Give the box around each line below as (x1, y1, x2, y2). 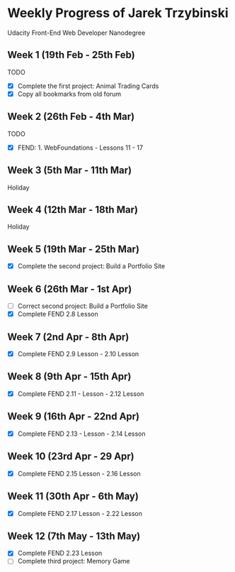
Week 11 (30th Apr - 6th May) (7, 490, 139, 502)
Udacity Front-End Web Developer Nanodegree (7, 28, 146, 37)
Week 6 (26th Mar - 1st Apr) (7, 282, 132, 295)
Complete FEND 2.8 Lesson (17, 310, 98, 319)
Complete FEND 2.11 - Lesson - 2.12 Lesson (17, 389, 144, 398)
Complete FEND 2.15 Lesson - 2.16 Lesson (17, 469, 141, 478)
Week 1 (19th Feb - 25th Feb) (7, 49, 136, 61)
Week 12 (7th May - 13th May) (7, 530, 141, 542)
